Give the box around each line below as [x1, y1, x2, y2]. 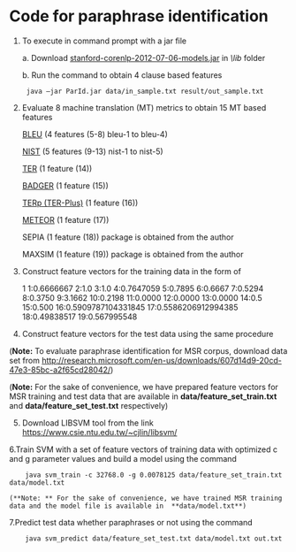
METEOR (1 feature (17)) [21, 214, 110, 225]
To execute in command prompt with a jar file [21, 35, 187, 46]
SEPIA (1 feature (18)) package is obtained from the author [21, 232, 234, 242]
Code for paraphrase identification [9, 6, 269, 27]
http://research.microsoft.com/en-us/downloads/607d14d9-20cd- [41, 355, 283, 365]
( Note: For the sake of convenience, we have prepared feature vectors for [9, 381, 278, 392]
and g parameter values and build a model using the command [9, 453, 237, 464]
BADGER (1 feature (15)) [21, 180, 109, 191]
